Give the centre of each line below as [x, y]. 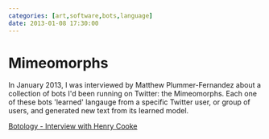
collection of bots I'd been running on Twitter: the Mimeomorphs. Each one [133, 94]
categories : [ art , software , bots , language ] [81, 16]
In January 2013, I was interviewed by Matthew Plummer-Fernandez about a [135, 85]
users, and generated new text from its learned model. [99, 111]
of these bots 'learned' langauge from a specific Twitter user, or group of [130, 102]
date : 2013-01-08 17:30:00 [54, 23]
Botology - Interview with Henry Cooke [73, 126]
